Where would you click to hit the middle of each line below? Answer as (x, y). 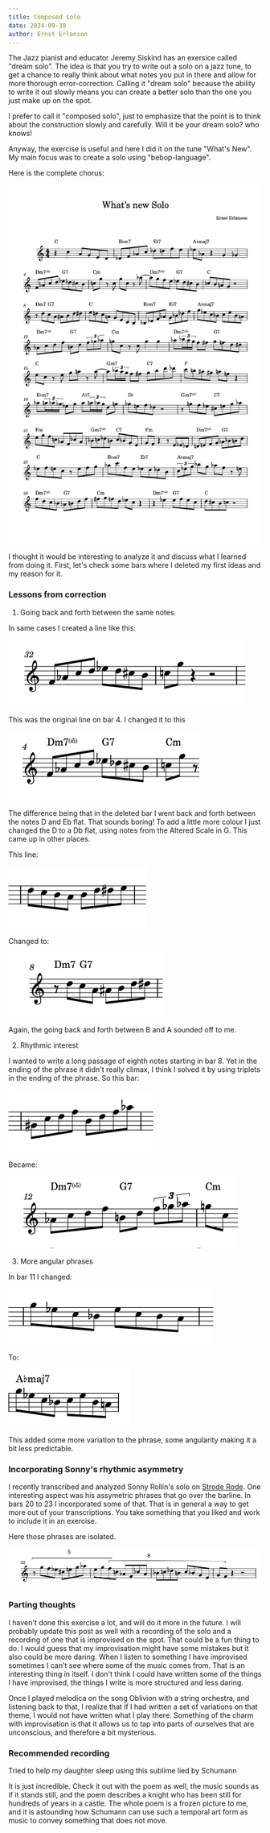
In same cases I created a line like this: (72, 627)
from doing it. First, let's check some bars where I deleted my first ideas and (135, 565)
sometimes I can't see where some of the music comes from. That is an (127, 1665)
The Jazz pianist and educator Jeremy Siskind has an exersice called (123, 58)
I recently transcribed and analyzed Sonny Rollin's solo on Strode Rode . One (135, 1487)
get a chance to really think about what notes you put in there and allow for (133, 75)
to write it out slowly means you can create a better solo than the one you (130, 92)
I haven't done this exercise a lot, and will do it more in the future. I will (125, 1622)
